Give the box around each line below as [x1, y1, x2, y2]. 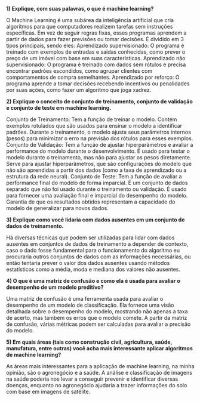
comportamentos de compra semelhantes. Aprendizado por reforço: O [6, 74, 180, 81]
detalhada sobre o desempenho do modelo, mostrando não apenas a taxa [6, 308, 188, 315]
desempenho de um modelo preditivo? [6, 283, 104, 291]
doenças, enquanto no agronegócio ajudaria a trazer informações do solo [6, 382, 187, 388]
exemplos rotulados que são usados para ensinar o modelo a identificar [6, 122, 183, 129]
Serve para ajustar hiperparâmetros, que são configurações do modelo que [6, 161, 192, 167]
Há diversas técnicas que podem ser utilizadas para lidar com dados [6, 234, 175, 241]
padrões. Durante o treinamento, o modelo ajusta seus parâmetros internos [6, 128, 191, 135]
